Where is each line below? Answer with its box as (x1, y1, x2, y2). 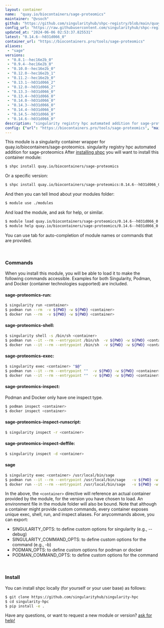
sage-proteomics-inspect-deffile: (5, 441, 76, 446)
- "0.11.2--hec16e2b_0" (7, 75, 56, 80)
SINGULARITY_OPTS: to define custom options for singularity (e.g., (12, 526, 147, 532)
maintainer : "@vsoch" (5, 16, 49, 21)
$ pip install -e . (5, 604, 45, 608)
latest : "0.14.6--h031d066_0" (5, 35, 67, 40)
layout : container (5, 7, 42, 12)
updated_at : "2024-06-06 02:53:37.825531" (5, 30, 93, 35)
